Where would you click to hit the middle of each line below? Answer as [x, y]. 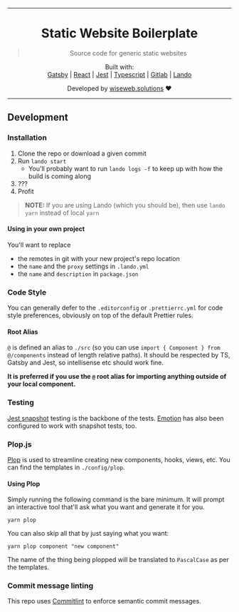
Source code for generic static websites [128, 53]
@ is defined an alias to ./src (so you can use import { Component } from [114, 347]
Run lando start [42, 160]
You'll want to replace [39, 245]
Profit [26, 191]
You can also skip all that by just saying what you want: [88, 534]
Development [38, 117]
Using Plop [24, 484]
